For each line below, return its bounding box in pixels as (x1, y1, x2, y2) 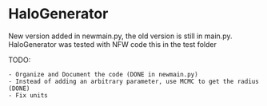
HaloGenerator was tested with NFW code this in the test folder (8, 39, 217, 49)
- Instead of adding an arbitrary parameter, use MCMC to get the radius (8, 77, 260, 85)
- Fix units (8, 91, 48, 100)
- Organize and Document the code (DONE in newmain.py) (8, 70, 198, 78)
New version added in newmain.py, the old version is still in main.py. (8, 31, 233, 41)
